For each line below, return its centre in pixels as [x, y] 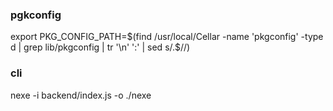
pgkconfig [36, 15]
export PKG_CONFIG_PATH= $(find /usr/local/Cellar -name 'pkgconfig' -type [167, 37]
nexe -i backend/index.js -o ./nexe [81, 95]
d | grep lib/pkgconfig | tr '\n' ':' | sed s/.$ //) [100, 47]
